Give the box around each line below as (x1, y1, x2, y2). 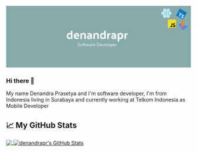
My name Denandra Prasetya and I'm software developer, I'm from (6, 90, 167, 97)
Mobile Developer (6, 103, 49, 110)
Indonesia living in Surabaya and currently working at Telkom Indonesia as (6, 96, 186, 103)
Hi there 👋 (6, 76, 35, 85)
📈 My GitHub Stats (6, 120, 77, 130)
